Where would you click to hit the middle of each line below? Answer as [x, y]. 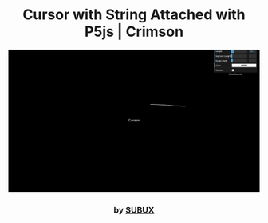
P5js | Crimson [134, 32]
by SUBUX [134, 210]
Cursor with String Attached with [134, 15]
